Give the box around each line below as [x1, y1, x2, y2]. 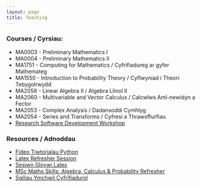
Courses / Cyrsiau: [6, 35, 63, 43]
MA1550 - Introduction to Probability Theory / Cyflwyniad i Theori [15, 74, 180, 81]
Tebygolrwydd [15, 80, 52, 88]
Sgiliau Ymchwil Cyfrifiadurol [15, 174, 88, 182]
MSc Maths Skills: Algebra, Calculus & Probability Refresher [15, 168, 166, 175]
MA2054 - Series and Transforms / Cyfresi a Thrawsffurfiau [15, 113, 166, 120]
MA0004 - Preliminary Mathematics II [15, 55, 110, 62]
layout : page [6, 8, 40, 15]
